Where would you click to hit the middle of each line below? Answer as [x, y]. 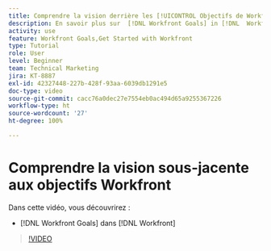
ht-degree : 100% [35, 121]
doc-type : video [35, 91]
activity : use [32, 31]
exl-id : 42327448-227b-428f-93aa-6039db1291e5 [88, 83]
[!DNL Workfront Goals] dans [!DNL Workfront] [98, 223]
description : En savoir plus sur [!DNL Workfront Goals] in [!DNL [124, 23]
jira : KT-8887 [32, 76]
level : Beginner [35, 61]
